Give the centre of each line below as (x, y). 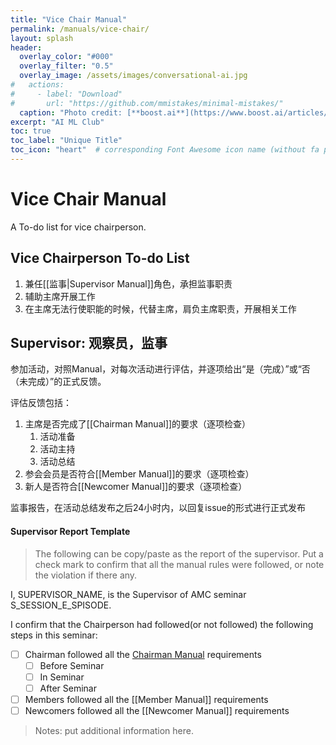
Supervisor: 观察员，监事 (89, 343)
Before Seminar (72, 665)
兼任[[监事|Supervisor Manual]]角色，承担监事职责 (128, 283)
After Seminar (68, 688)
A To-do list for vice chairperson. (78, 227)
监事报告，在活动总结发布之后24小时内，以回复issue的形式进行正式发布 (158, 508)
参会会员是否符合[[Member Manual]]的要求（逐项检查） (139, 474)
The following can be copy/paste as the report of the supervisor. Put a (179, 553)
